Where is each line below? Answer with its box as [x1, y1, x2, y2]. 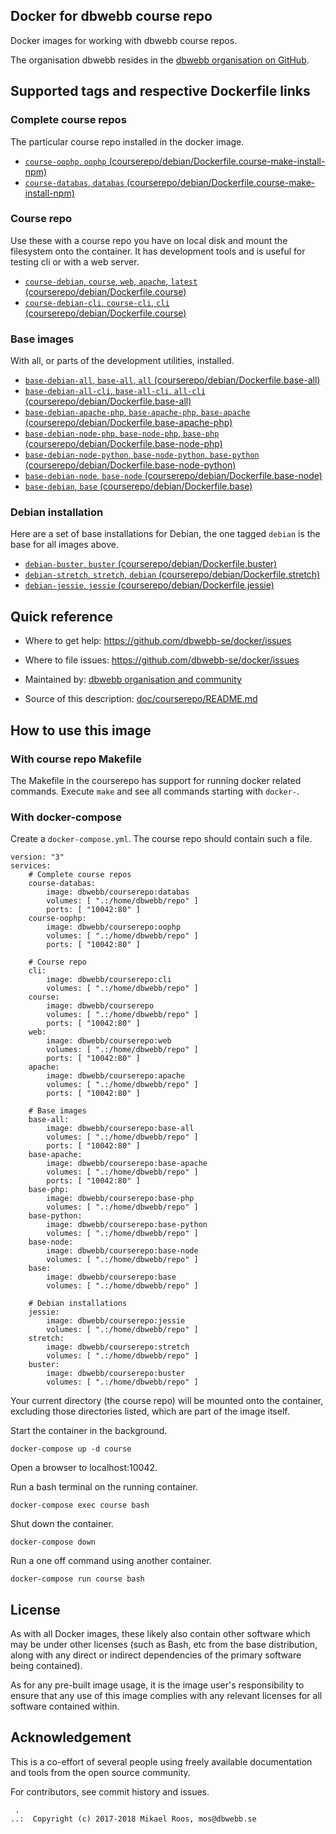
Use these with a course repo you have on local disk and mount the [10, 234, 288, 246]
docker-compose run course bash [10, 1574, 145, 1584]
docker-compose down [10, 1537, 97, 1548]
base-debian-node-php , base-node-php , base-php [24, 427, 220, 439]
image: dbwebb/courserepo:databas [46, 887, 190, 898]
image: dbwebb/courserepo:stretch [46, 1342, 190, 1353]
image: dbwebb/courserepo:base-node [46, 1246, 199, 1256]
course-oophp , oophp [24, 155, 107, 167]
